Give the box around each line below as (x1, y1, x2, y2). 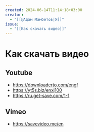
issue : (5, 21, 19, 27)
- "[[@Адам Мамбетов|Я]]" (10, 17, 65, 22)
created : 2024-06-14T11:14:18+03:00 (5, 7, 82, 13)
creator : (5, 12, 24, 17)
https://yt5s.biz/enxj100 (12, 87, 62, 93)
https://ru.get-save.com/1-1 (12, 92, 70, 99)
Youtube (5, 68, 33, 77)
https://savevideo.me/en (12, 120, 64, 127)
